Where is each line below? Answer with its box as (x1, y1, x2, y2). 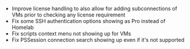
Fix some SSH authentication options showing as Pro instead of (11, 18, 166, 24)
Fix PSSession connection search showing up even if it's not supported (11, 37, 185, 43)
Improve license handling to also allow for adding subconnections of (11, 5, 178, 12)
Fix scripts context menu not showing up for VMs (11, 30, 131, 37)
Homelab (11, 24, 34, 31)
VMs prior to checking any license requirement (11, 11, 125, 18)
